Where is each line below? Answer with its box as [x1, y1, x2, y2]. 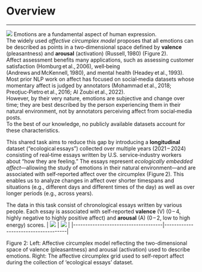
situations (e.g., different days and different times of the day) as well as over [6, 183, 195, 191]
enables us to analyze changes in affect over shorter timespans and [6, 177, 174, 184]
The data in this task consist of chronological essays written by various [6, 201, 182, 209]
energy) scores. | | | [6, 221, 70, 229]
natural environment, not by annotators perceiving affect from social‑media [6, 107, 192, 115]
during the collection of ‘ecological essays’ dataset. [6, 258, 134, 266]
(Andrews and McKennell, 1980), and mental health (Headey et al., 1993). [6, 69, 185, 76]
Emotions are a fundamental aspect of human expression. [13, 30, 157, 37]
